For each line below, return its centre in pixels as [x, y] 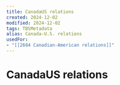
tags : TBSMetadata [29, 28]
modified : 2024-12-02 [33, 23]
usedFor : [17, 40]
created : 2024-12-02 [32, 17]
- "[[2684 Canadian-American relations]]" [60, 45]
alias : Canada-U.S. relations [44, 34]
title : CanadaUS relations [40, 12]
